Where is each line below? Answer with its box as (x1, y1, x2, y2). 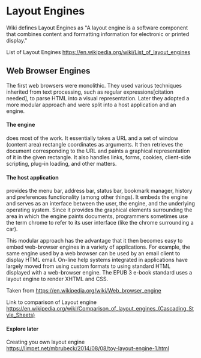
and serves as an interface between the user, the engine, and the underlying (6, 200, 195, 207)
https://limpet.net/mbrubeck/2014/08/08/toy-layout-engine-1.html (6, 345, 169, 352)
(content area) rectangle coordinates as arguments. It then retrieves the (6, 141, 183, 148)
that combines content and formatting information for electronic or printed (6, 30, 190, 37)
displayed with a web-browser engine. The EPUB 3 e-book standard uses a (6, 269, 193, 276)
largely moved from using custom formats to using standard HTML (6, 262, 171, 270)
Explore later (6, 325, 39, 332)
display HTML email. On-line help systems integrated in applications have (6, 256, 188, 264)
